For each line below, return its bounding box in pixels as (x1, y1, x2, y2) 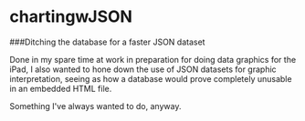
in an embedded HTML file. (9, 83, 112, 94)
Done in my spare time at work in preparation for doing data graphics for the (9, 54, 297, 65)
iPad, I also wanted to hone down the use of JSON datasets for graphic (9, 64, 277, 75)
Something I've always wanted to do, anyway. (9, 100, 182, 111)
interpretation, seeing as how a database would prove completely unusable (9, 73, 292, 84)
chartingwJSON (9, 6, 132, 27)
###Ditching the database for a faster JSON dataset (9, 36, 205, 47)
